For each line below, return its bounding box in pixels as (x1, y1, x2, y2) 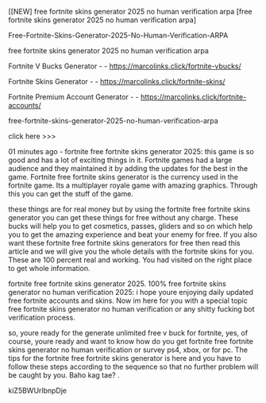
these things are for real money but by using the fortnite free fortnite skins (8, 204, 251, 214)
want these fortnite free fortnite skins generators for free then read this (8, 238, 241, 247)
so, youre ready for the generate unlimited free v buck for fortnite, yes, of (8, 328, 249, 337)
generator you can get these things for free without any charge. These (8, 213, 239, 222)
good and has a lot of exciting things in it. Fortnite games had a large (8, 155, 233, 165)
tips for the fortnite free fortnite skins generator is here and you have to (8, 354, 241, 362)
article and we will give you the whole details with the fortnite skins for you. (8, 246, 254, 256)
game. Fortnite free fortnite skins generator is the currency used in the (8, 172, 238, 181)
